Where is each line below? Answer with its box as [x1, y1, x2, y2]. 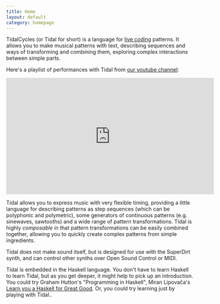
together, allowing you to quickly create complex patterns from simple [6, 231, 177, 238]
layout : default [6, 14, 46, 20]
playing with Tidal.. [6, 291, 52, 299]
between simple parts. [6, 54, 61, 62]
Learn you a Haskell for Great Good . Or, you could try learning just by [6, 285, 175, 292]
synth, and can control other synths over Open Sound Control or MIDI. [6, 255, 177, 262]
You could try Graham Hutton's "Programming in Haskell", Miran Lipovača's [6, 279, 191, 286]
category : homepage [6, 20, 55, 25]
